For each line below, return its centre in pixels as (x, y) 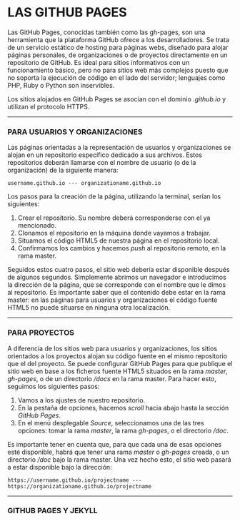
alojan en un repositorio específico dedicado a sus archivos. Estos (105, 155)
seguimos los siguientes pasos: (54, 386)
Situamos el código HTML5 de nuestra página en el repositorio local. (119, 241)
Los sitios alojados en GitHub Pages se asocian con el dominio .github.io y (117, 99)
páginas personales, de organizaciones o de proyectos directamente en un (117, 55)
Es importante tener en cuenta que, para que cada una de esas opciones (115, 444)
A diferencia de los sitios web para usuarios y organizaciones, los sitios (112, 348)
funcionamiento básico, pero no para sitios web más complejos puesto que (118, 70)
